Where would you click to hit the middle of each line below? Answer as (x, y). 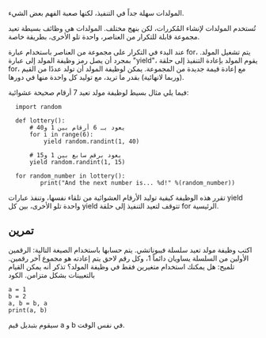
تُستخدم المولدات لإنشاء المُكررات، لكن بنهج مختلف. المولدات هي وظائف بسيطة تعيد (132, 28)
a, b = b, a (28, 303)
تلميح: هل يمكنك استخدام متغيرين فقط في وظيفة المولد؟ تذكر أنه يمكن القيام (122, 266)
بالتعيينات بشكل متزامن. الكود (51, 275)
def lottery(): (40, 121)
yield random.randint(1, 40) (91, 141)
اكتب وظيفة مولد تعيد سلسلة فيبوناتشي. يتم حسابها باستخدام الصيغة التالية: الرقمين (130, 250)
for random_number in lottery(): (70, 176)
